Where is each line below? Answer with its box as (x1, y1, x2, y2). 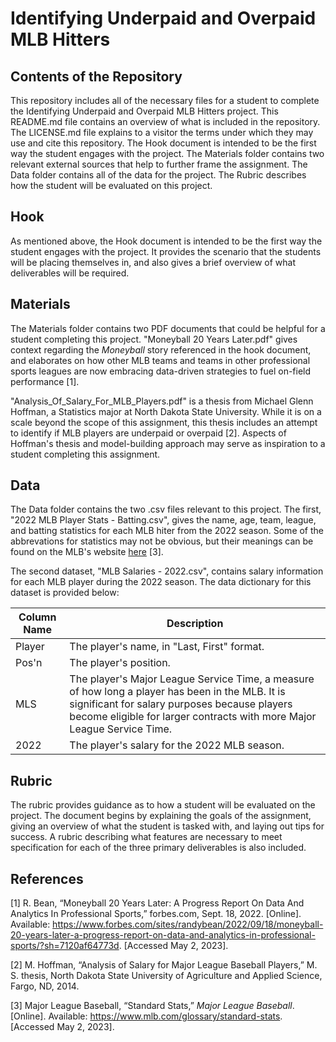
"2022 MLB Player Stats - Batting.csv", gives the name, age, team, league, (10, 514, 317, 526)
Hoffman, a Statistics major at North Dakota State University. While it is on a (10, 405, 322, 417)
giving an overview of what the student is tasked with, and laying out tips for (10, 820, 325, 832)
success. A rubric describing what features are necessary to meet (10, 831, 283, 843)
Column (18, 610, 57, 624)
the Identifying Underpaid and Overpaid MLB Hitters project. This (10, 105, 279, 117)
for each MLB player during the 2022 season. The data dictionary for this (10, 576, 312, 588)
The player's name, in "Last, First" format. (69, 640, 265, 654)
